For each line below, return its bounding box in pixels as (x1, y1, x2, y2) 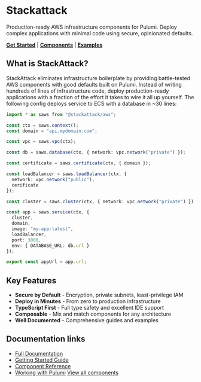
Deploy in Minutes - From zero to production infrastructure (14, 298, 161, 305)
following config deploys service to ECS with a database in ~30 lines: (6, 100, 177, 107)
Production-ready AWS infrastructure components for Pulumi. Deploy (6, 23, 178, 30)
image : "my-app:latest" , (11, 226, 74, 232)
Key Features (6, 276, 57, 286)
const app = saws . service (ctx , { (6, 209, 90, 215)
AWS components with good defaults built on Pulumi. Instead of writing (6, 81, 182, 88)
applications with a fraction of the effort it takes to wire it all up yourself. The (6, 93, 194, 100)
